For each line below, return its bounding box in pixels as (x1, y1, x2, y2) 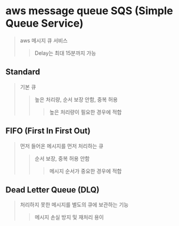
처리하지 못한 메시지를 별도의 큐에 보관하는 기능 (19, 201, 129, 208)
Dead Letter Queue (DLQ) (5, 185, 100, 195)
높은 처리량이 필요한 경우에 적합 (49, 108, 122, 116)
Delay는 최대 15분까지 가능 (34, 49, 97, 57)
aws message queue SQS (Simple (5, 4, 173, 18)
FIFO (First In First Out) (5, 126, 91, 136)
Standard (5, 67, 41, 77)
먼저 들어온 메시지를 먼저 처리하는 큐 (19, 142, 104, 149)
